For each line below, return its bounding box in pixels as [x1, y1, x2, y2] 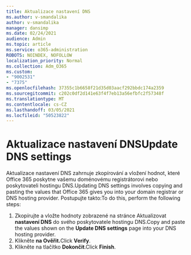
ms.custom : [6, 69, 33, 75]
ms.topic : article [6, 42, 51, 48]
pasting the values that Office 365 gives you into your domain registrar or [6, 189, 184, 196]
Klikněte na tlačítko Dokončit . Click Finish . [14, 243, 116, 250]
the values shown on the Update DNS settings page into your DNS [14, 224, 176, 232]
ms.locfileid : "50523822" [6, 112, 69, 118]
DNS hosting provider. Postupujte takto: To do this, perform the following [6, 194, 181, 202]
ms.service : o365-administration [6, 47, 88, 53]
